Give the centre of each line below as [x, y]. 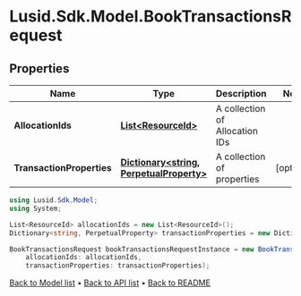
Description [241, 93]
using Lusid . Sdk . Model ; [54, 200]
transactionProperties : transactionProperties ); [118, 266]
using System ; [36, 208]
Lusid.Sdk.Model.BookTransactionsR [150, 17]
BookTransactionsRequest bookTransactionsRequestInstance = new [132, 249]
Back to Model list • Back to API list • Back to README [110, 283]
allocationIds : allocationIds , [84, 258]
